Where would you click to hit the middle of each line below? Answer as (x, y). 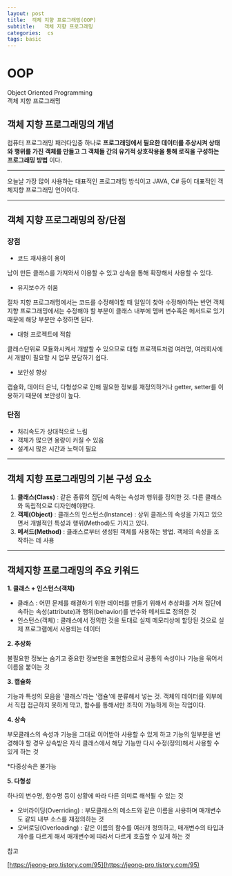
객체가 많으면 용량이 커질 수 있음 (60, 440)
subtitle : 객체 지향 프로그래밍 (50, 26)
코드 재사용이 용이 (41, 258)
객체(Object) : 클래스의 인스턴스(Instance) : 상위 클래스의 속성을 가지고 (113, 514)
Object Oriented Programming (50, 93)
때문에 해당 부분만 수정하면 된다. (51, 319)
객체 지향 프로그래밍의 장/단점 (67, 220)
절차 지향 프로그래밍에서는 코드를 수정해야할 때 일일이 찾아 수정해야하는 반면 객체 (116, 302)
